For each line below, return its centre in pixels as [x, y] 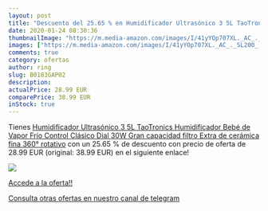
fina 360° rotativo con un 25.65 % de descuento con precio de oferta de [127, 144]
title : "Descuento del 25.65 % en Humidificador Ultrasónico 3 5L [121, 23]
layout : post [30, 16]
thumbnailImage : [35, 38]
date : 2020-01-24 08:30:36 [53, 30]
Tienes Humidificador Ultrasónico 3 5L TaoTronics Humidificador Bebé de [130, 127]
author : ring [30, 68]
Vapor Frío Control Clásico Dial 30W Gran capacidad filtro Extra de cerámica [134, 135]
